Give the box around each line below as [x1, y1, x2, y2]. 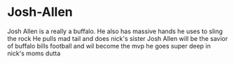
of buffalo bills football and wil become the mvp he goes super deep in [7, 42, 212, 50]
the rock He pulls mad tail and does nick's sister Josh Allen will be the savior [7, 34, 228, 42]
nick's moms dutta [7, 49, 61, 57]
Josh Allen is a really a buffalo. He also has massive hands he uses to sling [7, 27, 223, 35]
